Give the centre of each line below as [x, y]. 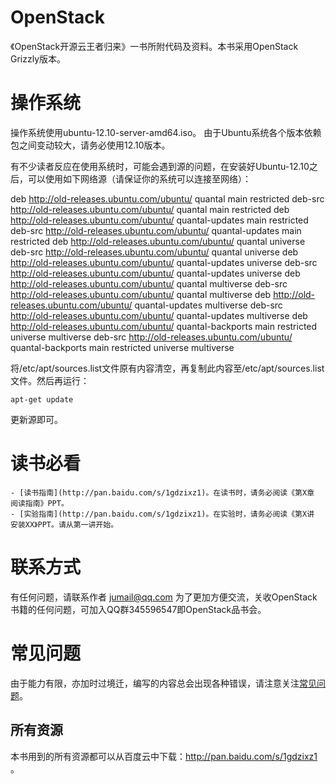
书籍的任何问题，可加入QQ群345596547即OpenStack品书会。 [138, 609]
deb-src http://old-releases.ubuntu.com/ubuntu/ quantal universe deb [154, 252]
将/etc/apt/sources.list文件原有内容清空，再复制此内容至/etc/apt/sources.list [167, 368]
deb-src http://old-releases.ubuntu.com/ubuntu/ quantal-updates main [156, 230]
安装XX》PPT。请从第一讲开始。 [64, 524]
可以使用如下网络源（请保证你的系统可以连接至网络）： [139, 178]
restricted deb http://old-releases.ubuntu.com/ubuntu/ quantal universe [158, 241]
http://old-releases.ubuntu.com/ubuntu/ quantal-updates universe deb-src [164, 262]
